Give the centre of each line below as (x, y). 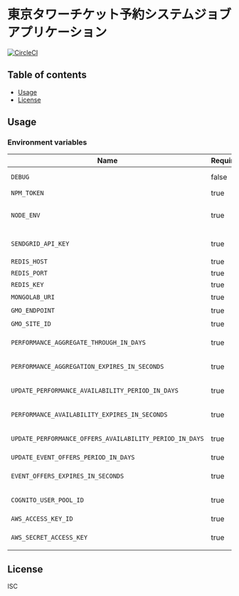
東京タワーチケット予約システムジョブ (119, 15)
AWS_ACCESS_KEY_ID (42, 519)
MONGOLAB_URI (33, 297)
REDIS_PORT (29, 273)
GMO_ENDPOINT (33, 311)
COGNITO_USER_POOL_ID (47, 500)
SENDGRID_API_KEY (40, 244)
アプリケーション (57, 32)
